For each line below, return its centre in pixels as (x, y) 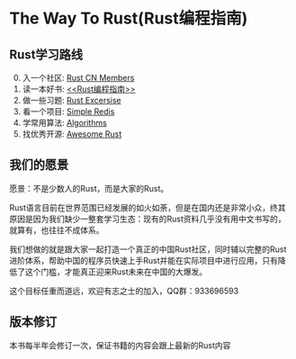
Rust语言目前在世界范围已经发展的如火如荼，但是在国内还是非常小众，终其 (148, 207)
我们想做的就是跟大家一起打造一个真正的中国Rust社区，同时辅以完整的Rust (148, 249)
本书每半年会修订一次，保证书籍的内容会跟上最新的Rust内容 (120, 345)
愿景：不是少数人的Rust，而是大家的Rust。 (89, 188)
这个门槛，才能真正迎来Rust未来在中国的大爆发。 (116, 272)
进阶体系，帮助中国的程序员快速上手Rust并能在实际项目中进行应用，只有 (144, 260)
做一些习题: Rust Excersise (72, 100)
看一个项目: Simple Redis (68, 112)
